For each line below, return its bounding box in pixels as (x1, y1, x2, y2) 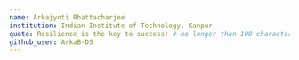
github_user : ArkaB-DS (9, 37, 93, 47)
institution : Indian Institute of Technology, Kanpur (9, 21, 214, 30)
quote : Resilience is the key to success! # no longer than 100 (9, 29, 253, 38)
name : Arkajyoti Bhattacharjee (9, 12, 125, 22)
